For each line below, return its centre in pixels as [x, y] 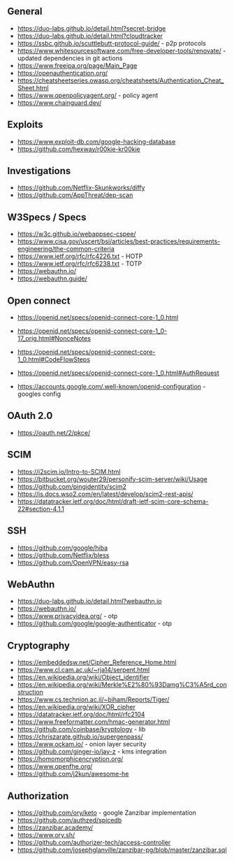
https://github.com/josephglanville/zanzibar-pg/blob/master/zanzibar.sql [122, 850]
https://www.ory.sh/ [46, 834]
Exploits [25, 125]
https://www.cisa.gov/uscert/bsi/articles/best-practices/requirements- [119, 241]
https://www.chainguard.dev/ [59, 102]
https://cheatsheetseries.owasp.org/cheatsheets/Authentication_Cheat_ [120, 80]
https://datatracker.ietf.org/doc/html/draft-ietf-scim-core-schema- [113, 501]
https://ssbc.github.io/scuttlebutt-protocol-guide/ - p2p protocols [111, 43]
